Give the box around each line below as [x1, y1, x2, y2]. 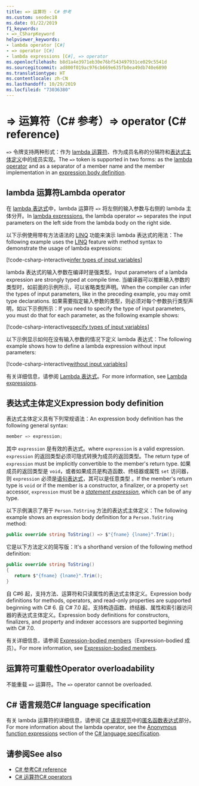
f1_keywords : [6, 25, 39, 32]
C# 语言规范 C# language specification [6, 700, 151, 710]
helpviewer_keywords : [6, 37, 60, 43]
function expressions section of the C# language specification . [6, 730, 161, 737]
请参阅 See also [6, 749, 63, 759]
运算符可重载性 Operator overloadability [6, 664, 155, 674]
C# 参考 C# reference [14, 766, 67, 773]
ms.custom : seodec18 [6, 14, 58, 20]
